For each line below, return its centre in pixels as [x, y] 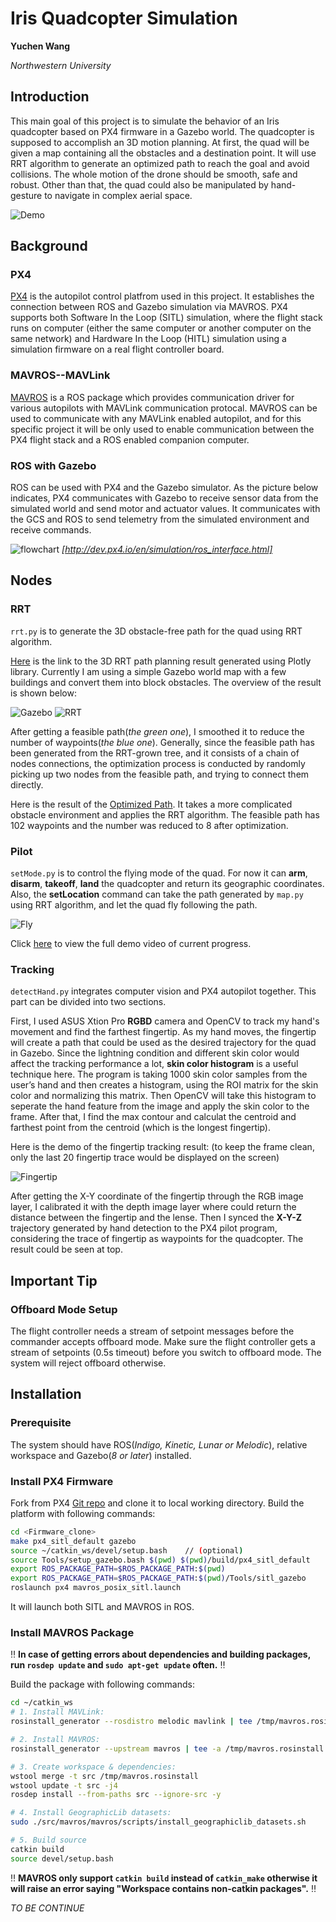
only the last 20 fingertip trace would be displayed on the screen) [145, 1158]
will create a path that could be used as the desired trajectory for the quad [163, 1043]
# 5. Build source [48, 1840]
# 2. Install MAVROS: [55, 1740]
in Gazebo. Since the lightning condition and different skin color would [155, 1053]
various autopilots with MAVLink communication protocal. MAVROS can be [164, 408]
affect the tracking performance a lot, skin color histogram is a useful [154, 1064]
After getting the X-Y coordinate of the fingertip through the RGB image [157, 1196]
